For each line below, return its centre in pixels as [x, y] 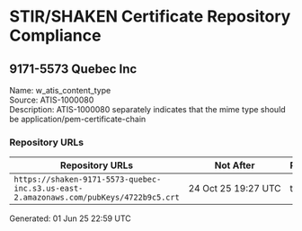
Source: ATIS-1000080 [52, 100]
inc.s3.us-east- [49, 189]
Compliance [55, 36]
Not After [235, 165]
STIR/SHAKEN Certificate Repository [150, 17]
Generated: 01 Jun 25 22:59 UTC [71, 218]
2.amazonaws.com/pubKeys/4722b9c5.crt [97, 198]
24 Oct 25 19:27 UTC [235, 189]
